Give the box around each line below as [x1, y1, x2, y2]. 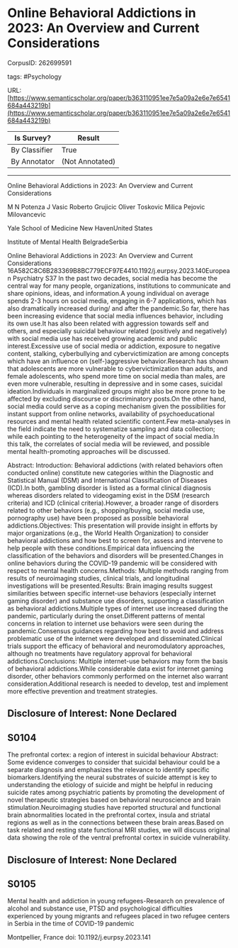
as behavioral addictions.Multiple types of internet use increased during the [7, 604, 229, 613]
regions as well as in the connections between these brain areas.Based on [7, 818, 225, 827]
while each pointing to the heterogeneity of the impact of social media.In [7, 432, 220, 440]
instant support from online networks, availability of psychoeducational [7, 409, 215, 418]
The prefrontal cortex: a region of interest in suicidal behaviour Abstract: [7, 750, 218, 759]
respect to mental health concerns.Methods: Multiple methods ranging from [7, 566, 229, 575]
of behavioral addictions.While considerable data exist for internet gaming [7, 664, 223, 673]
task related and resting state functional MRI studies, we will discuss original [7, 826, 230, 835]
